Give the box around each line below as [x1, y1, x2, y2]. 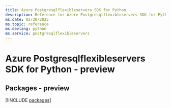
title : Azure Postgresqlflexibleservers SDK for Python [5, 7, 126, 13]
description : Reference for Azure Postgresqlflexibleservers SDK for [5, 12, 156, 17]
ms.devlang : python [5, 26, 47, 31]
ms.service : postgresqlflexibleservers [5, 31, 90, 36]
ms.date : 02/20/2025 [5, 17, 49, 22]
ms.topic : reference [5, 21, 49, 27]
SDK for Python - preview [5, 64, 116, 75]
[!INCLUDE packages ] [5, 97, 51, 103]
